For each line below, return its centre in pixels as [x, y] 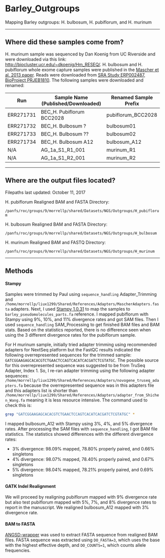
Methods [19, 271]
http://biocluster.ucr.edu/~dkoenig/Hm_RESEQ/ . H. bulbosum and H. [74, 64]
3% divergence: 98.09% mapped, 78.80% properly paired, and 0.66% [83, 449]
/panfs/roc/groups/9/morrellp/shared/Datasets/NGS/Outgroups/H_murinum [80, 251]
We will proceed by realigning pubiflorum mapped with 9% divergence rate [81, 497]
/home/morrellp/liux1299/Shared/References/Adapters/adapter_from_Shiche [82, 396]
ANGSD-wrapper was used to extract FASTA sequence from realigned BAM [82, 535]
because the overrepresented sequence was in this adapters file [89, 385]
